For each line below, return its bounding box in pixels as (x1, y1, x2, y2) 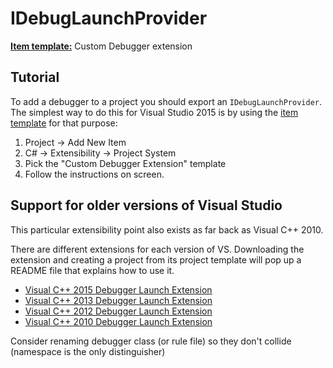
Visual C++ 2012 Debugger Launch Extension (24, 305, 213, 317)
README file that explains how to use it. (10, 264, 175, 276)
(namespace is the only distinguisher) (10, 345, 166, 357)
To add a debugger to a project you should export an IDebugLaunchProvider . (10, 95, 323, 107)
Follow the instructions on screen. (24, 168, 165, 180)
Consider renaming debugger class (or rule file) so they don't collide (10, 335, 292, 347)
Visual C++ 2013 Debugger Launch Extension (24, 294, 213, 306)
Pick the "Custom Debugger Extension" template (24, 157, 227, 169)
